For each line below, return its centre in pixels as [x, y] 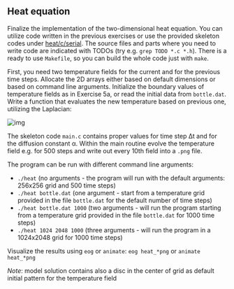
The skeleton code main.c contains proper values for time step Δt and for [112, 136]
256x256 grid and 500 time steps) [67, 185]
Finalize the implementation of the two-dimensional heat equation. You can [115, 28]
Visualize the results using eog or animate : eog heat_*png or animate [104, 251]
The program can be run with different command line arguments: [101, 164]
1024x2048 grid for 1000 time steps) [70, 237]
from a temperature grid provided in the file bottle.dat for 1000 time [116, 215]
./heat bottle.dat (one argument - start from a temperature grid [111, 192]
